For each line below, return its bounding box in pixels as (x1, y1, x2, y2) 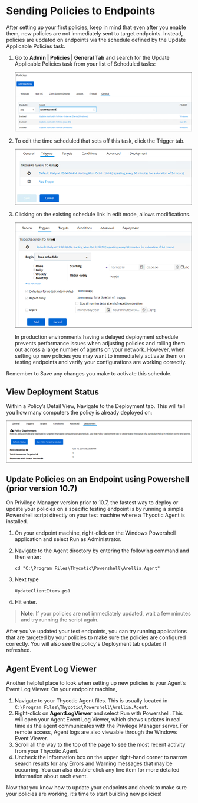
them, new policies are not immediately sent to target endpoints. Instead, (6, 30, 183, 37)
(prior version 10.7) (6, 484, 78, 493)
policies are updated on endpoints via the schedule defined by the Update (6, 36, 186, 43)
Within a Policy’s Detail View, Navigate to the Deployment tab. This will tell (6, 403, 186, 410)
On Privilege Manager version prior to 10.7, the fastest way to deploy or (6, 499, 179, 506)
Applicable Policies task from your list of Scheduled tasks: (14, 60, 156, 67)
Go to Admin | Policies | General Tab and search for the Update (14, 54, 170, 61)
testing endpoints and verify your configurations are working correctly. (14, 358, 187, 365)
